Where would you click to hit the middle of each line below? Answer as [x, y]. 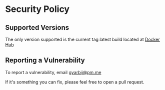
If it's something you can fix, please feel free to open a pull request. [75, 82]
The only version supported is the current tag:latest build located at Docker [82, 39]
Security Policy [37, 9]
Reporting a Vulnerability [45, 60]
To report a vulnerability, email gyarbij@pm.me [53, 72]
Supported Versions [37, 28]
